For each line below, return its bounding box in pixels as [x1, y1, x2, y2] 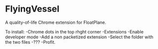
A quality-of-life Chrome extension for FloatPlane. [5, 19, 106, 25]
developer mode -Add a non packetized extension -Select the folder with [5, 34, 154, 40]
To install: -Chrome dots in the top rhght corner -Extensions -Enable [5, 29, 144, 34]
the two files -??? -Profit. [5, 39, 56, 45]
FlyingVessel [5, 3, 60, 15]
